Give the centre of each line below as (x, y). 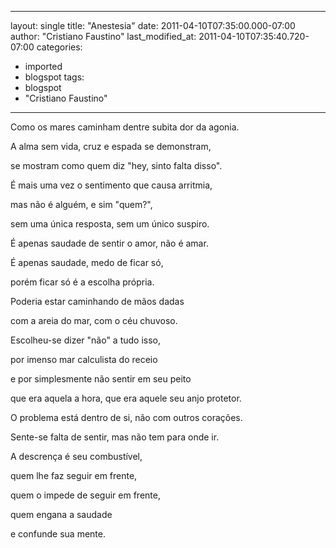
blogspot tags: (54, 77)
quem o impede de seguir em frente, (85, 495)
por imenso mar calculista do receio (84, 359)
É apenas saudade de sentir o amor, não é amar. (109, 243)
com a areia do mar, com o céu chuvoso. (94, 320)
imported (43, 66)
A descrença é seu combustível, (76, 456)
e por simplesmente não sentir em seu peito (101, 379)
